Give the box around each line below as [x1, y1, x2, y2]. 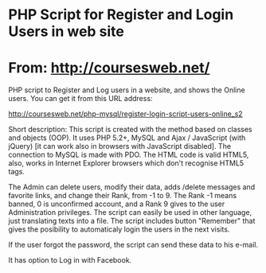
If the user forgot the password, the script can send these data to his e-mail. [8, 240, 259, 250]
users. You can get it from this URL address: [8, 94, 153, 103]
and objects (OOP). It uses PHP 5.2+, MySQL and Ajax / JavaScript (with [8, 133, 246, 142]
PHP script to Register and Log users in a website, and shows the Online [8, 85, 245, 95]
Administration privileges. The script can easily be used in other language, [8, 208, 252, 217]
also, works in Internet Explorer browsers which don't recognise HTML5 [8, 158, 244, 168]
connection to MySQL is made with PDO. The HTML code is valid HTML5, [8, 150, 249, 160]
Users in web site [8, 22, 125, 41]
